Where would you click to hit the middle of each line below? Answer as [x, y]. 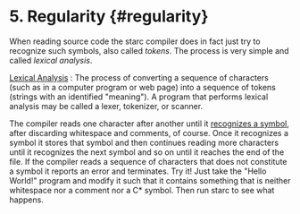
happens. [27, 200]
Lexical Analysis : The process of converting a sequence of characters [139, 77]
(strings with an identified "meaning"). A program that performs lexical [139, 97]
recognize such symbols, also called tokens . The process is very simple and [149, 50]
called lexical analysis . [51, 60]
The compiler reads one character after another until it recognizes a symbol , [150, 124]
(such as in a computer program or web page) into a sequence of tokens [143, 87]
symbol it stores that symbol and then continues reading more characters [144, 142]
